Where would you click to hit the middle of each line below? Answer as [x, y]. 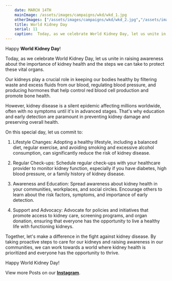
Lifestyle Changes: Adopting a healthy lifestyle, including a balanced [85, 142]
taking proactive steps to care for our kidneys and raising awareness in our [84, 242]
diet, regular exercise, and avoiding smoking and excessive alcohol [83, 147]
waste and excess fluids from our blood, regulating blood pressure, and [81, 85]
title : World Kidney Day [41, 24]
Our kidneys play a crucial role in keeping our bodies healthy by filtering [81, 79]
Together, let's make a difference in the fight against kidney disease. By [81, 236]
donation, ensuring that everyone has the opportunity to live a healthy [86, 221]
